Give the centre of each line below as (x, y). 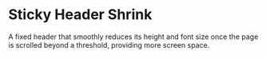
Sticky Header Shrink (80, 15)
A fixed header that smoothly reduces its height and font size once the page (133, 37)
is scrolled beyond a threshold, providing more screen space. (109, 44)
